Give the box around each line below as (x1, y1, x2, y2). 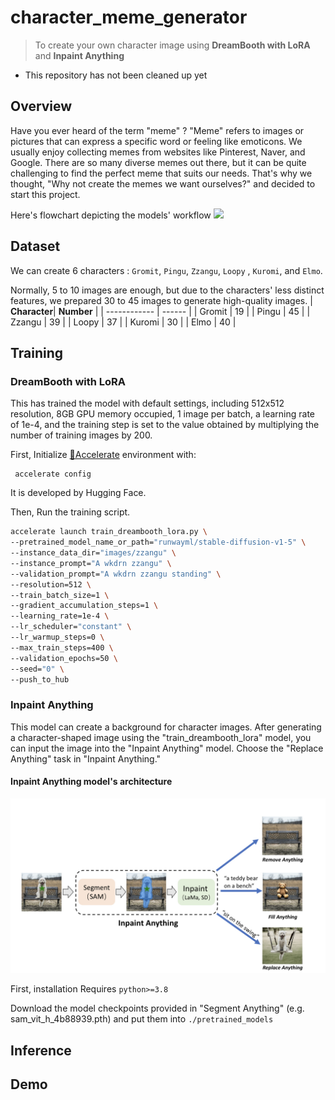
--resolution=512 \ (10, 579, 92, 590)
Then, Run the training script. (10, 506, 131, 518)
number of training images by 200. (10, 429, 153, 441)
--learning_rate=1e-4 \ (10, 611, 110, 621)
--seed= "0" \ (10, 664, 65, 674)
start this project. (10, 188, 81, 200)
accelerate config (14, 469, 92, 480)
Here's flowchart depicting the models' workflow (10, 209, 212, 221)
